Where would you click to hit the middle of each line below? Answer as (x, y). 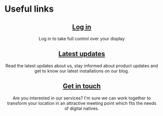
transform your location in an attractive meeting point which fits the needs (82, 103)
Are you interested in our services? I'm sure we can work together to (82, 98)
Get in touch (82, 86)
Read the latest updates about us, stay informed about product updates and (82, 66)
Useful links (29, 9)
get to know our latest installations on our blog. (82, 71)
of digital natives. (82, 108)
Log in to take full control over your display (82, 39)
